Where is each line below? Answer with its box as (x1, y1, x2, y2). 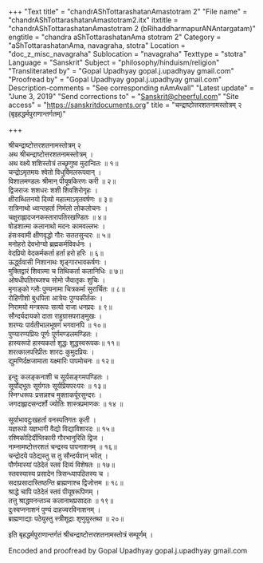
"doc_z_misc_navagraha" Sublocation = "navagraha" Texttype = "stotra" (8, 50, 247, 58)
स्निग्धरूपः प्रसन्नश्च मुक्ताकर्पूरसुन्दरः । (8, 391, 102, 399)
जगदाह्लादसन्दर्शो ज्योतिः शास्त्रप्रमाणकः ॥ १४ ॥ (8, 399, 124, 408)
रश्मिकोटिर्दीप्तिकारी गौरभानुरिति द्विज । (8, 433, 104, 442)
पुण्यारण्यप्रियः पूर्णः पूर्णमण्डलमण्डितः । (8, 329, 98, 339)
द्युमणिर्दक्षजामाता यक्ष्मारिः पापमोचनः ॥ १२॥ (8, 356, 114, 366)
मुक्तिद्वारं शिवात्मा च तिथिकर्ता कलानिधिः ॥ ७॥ (8, 267, 124, 276)
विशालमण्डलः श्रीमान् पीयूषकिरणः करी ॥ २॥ (8, 176, 116, 186)
